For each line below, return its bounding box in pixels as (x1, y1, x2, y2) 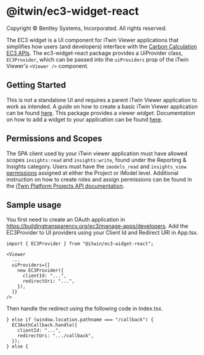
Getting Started (6, 80, 66, 90)
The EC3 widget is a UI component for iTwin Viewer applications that (6, 36, 179, 43)
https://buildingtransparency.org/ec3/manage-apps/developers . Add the (6, 222, 189, 230)
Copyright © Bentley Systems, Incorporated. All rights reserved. (6, 24, 167, 32)
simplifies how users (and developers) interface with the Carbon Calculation (6, 43, 197, 50)
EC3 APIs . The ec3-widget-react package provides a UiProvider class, (6, 49, 183, 56)
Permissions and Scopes (6, 133, 102, 144)
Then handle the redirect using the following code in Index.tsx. (6, 305, 163, 312)
